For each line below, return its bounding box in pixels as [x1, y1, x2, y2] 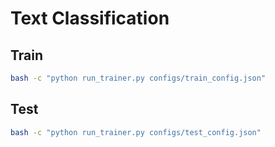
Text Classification [10, 7, 170, 30]
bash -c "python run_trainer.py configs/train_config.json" [10, 73, 267, 83]
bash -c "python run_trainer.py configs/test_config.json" [10, 127, 262, 137]
